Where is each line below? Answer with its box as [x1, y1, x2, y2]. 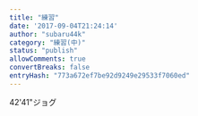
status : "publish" [9, 46, 78, 55]
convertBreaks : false [9, 63, 90, 72]
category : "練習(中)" [9, 37, 86, 47]
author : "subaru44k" [9, 29, 87, 38]
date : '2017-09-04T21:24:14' [9, 21, 118, 30]
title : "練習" [9, 12, 60, 22]
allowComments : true [9, 54, 87, 63]
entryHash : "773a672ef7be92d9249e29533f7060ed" [9, 71, 191, 80]
